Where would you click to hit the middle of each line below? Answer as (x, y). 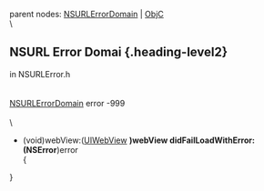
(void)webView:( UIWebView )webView (95, 140)
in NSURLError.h (40, 74)
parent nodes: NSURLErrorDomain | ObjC (86, 14)
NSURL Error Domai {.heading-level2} (118, 52)
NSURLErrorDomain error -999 (67, 103)
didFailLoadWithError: (212, 140)
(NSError (40, 149)
